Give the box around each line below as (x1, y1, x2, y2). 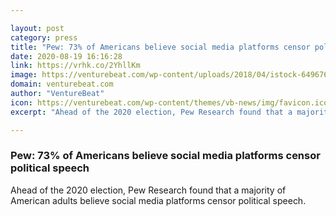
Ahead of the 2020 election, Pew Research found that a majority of (10, 184, 287, 196)
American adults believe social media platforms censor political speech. (10, 194, 307, 206)
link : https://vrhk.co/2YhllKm (10, 61, 141, 71)
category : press (10, 32, 78, 43)
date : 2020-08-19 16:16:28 (10, 51, 123, 61)
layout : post (10, 23, 65, 33)
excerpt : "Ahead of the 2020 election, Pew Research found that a (10, 107, 293, 117)
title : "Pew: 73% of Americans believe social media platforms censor (10, 42, 311, 52)
